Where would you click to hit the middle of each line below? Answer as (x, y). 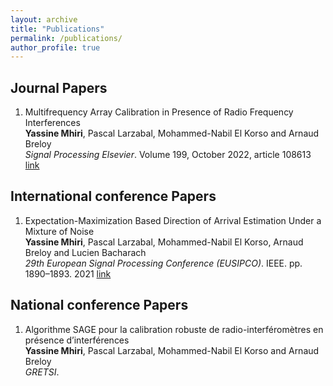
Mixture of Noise (59, 231)
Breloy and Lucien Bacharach (85, 252)
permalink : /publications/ (66, 38)
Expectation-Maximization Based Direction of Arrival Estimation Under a (173, 220)
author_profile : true (55, 47)
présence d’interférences (77, 340)
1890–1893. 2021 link (68, 273)
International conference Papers (113, 196)
